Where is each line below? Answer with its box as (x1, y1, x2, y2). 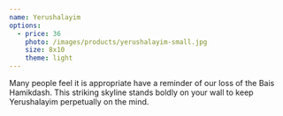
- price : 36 (17, 29, 62, 38)
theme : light (25, 54, 73, 62)
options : (9, 21, 42, 30)
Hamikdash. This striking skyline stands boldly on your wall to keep (9, 87, 254, 98)
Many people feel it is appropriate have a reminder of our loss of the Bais (9, 78, 275, 88)
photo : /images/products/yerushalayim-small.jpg (25, 37, 208, 47)
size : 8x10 (25, 46, 65, 54)
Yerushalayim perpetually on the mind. (9, 97, 149, 106)
